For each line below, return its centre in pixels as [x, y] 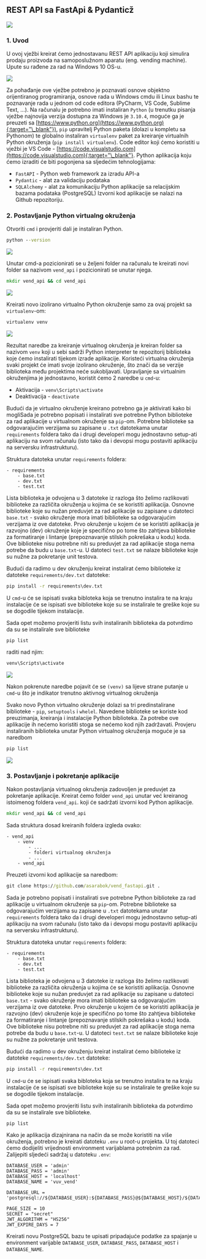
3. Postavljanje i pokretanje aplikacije [63, 776]
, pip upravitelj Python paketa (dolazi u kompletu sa [121, 129]
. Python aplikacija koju [162, 155]
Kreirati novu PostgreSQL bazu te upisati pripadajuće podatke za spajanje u [102, 1236]
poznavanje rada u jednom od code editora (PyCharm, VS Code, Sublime [98, 103]
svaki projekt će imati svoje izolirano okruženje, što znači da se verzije [95, 365]
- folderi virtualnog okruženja [70, 852]
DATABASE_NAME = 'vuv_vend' [42, 1182]
